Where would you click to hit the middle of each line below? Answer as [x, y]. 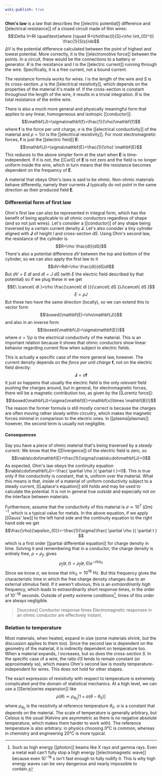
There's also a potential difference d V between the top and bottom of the [78, 254]
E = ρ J [81, 294]
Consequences [20, 435]
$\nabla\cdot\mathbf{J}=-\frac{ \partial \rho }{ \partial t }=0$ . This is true [78, 471]
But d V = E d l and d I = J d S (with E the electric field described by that [74, 274]
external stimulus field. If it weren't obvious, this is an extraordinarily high [78, 584]
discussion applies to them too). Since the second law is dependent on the [79, 644]
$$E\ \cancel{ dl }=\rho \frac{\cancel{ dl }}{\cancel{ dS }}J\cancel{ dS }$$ [81, 287]
